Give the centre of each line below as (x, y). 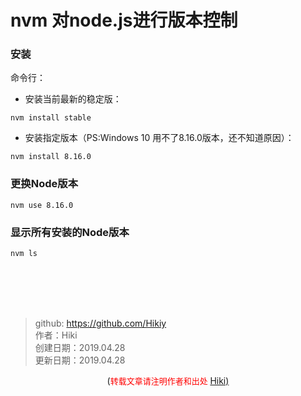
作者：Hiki (56, 335)
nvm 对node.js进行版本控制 (124, 20)
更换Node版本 (44, 184)
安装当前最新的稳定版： (73, 99)
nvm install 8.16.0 (51, 157)
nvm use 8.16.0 (42, 205)
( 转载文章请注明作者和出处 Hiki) (168, 381)
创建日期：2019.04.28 (80, 348)
